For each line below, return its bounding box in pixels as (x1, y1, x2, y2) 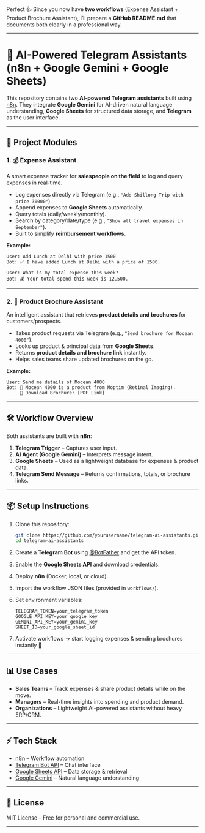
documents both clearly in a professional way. (6, 21, 122, 28)
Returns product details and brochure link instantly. (15, 349, 146, 356)
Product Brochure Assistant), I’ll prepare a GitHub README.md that (6, 15, 177, 21)
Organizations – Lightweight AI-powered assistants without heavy (15, 704, 182, 712)
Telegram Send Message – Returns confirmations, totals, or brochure (15, 470, 190, 477)
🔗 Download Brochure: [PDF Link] (20, 390, 105, 396)
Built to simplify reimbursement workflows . (15, 230, 126, 237)
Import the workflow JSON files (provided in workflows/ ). (15, 584, 159, 592)
